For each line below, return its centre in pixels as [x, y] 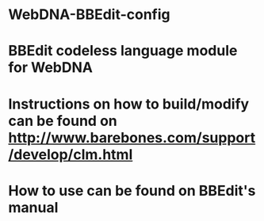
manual [33, 207]
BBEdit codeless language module [123, 51]
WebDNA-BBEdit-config [89, 15]
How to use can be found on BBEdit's [132, 191]
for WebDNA [51, 68]
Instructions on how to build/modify [129, 104]
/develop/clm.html [71, 154]
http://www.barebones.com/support [132, 137]
